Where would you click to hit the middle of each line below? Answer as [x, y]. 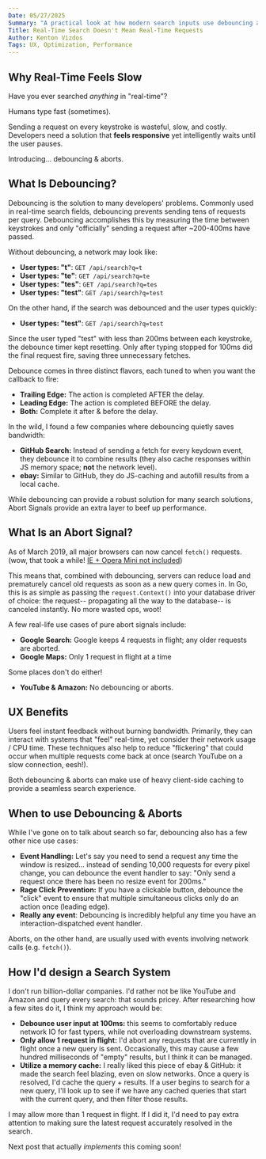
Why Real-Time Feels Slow [75, 77]
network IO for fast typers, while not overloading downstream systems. [135, 1032]
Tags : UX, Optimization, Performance [70, 45]
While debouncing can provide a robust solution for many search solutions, [131, 499]
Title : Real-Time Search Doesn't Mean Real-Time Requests [106, 30]
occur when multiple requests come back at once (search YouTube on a [125, 756]
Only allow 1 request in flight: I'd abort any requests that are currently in [138, 1040]
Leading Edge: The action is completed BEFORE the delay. [115, 403]
